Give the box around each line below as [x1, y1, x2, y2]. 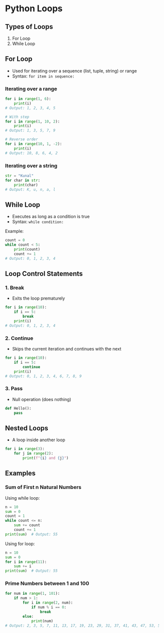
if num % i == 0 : [31, 605, 67, 610]
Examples [5, 469, 36, 478]
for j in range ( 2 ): [14, 451, 54, 456]
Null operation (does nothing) [12, 396, 72, 402]
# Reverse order [5, 137, 38, 142]
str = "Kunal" [5, 174, 34, 178]
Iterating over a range [5, 85, 58, 92]
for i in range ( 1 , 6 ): [5, 97, 51, 101]
